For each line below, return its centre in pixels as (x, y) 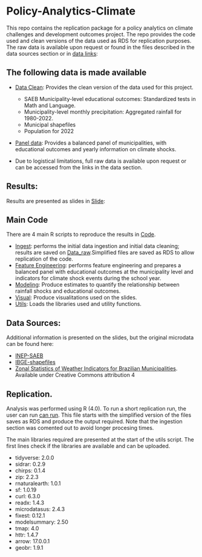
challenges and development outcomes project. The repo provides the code (101, 34)
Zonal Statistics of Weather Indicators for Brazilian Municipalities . (96, 369)
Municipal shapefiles (50, 125)
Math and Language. (50, 105)
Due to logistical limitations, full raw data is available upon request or (101, 161)
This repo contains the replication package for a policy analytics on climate (100, 28)
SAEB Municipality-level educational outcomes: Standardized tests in (110, 99)
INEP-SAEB (29, 356)
